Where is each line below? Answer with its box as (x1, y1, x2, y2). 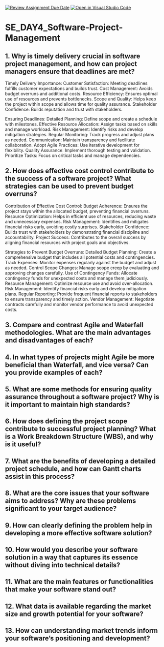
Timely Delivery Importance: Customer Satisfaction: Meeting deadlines (5, 80, 148, 86)
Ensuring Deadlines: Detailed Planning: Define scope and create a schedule (5, 116, 158, 122)
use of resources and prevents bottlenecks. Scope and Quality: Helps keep (5, 96, 157, 102)
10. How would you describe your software (5, 545, 138, 554)
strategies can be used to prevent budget (5, 182, 134, 190)
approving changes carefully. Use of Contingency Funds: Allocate (5, 270, 138, 276)
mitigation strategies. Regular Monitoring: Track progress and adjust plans (5, 132, 154, 137)
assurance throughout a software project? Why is (5, 393, 160, 401)
